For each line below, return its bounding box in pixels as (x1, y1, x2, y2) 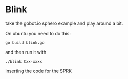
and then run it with (5, 49, 47, 55)
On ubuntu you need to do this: (5, 30, 71, 36)
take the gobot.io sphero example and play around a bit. (5, 20, 123, 27)
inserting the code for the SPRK (5, 68, 72, 74)
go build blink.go (5, 40, 45, 45)
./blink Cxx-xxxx (5, 59, 42, 64)
